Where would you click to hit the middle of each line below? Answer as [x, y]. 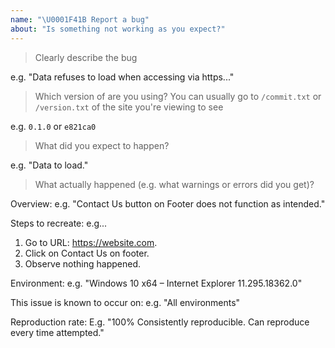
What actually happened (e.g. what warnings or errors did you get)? [174, 184]
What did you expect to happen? [102, 145]
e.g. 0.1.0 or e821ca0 [53, 126]
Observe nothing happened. [83, 263]
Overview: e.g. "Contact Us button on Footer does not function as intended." [168, 203]
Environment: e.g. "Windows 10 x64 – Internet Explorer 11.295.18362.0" [156, 283]
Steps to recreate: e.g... [59, 223]
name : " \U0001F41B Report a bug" [80, 19]
